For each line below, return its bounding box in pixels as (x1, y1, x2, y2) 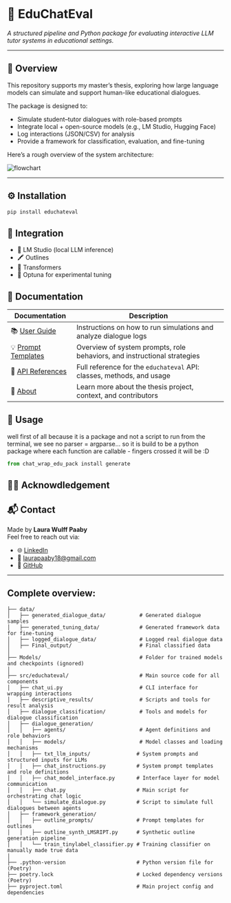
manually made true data (7, 847, 78, 853)
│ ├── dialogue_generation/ (7, 720, 94, 727)
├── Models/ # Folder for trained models (7, 654, 223, 661)
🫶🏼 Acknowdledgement (7, 479, 110, 491)
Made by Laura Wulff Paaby (7, 525, 88, 533)
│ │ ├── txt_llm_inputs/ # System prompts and (7, 750, 198, 757)
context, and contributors (76, 391, 158, 400)
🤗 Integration (7, 227, 64, 239)
